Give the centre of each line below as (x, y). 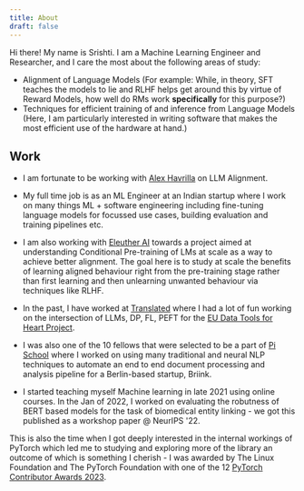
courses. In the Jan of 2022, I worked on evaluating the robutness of (151, 402)
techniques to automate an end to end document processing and (144, 365)
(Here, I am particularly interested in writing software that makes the (150, 118)
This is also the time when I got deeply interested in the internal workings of (151, 438)
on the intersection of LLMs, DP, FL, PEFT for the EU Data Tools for (147, 318)
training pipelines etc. (63, 225)
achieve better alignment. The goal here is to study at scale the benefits (157, 262)
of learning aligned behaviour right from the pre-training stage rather (151, 271)
